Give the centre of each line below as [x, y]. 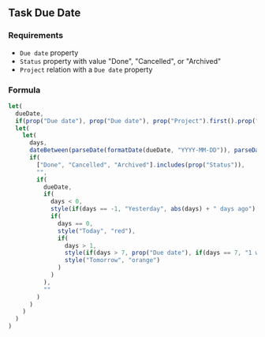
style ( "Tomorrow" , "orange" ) [112, 260]
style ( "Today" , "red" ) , [97, 231]
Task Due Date [45, 13]
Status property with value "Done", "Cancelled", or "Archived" [120, 61]
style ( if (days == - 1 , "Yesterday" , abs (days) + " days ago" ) [153, 209]
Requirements [36, 36]
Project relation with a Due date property [86, 69]
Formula [24, 90]
